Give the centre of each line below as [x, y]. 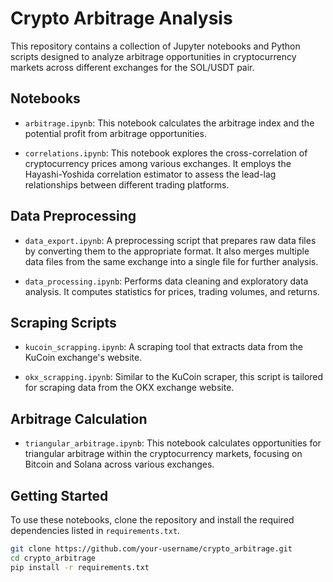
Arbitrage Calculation [79, 418]
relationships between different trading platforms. [127, 184]
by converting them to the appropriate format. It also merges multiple [167, 251]
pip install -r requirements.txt [80, 567]
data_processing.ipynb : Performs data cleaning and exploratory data [166, 281]
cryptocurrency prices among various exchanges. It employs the [158, 163]
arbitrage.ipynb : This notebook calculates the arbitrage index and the [169, 123]
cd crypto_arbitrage [53, 558]
